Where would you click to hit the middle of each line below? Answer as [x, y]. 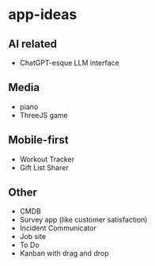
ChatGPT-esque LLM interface [70, 63]
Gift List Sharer [44, 167]
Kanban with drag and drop [64, 253]
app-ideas [43, 15]
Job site [33, 237]
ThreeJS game [44, 115]
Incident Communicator [58, 228]
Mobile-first [38, 140]
